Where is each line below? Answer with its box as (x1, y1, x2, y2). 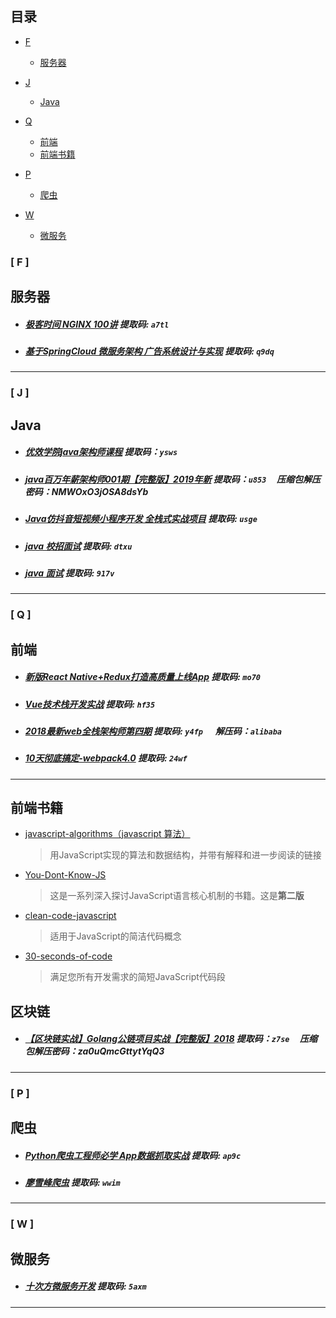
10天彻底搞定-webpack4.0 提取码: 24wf (24, 752, 188, 764)
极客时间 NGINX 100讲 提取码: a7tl (24, 318, 170, 330)
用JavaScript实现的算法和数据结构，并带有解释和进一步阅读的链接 (49, 849, 322, 861)
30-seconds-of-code (24, 950, 113, 962)
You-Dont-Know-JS (24, 869, 107, 881)
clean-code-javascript (24, 910, 117, 922)
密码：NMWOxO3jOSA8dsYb (24, 485, 149, 497)
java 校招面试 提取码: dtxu (24, 540, 133, 552)
